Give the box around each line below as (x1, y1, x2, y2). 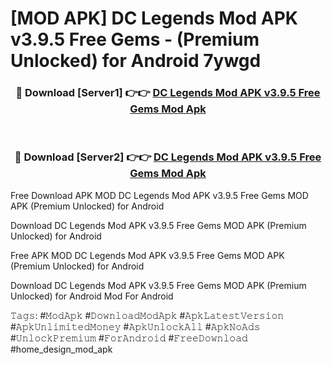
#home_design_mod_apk (10, 343, 113, 355)
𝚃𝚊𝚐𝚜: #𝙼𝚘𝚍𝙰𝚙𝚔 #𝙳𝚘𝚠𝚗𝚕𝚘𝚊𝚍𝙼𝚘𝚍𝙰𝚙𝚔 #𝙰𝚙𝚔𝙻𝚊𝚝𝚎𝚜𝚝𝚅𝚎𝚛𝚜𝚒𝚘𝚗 (10, 309, 285, 321)
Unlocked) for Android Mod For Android (10, 290, 174, 302)
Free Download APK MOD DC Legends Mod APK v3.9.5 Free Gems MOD (10, 189, 309, 201)
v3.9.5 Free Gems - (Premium (10, 28, 260, 51)
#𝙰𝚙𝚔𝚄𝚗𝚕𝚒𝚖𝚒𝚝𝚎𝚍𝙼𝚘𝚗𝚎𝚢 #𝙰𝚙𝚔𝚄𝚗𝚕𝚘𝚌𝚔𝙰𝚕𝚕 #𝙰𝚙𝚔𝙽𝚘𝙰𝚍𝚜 (10, 320, 261, 332)
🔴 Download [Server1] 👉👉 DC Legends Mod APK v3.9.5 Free (15, 86, 321, 100)
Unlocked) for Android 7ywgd (10, 50, 262, 72)
